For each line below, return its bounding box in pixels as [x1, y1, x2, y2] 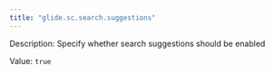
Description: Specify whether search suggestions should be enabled [9, 38, 266, 49]
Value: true [9, 55, 52, 66]
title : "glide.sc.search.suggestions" [9, 13, 156, 23]
